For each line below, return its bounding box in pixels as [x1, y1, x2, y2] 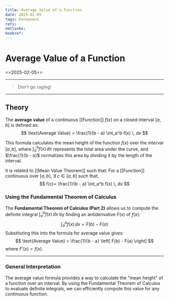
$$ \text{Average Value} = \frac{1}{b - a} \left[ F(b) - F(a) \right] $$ [15, 238, 154, 244]
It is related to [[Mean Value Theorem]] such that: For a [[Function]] [5, 168, 145, 174]
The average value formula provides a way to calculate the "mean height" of [5, 275, 163, 281]
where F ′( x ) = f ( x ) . [5, 246, 44, 252]
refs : [5, 21, 17, 27]
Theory [5, 103, 29, 112]
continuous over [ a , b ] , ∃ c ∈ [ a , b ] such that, [5, 173, 99, 179]
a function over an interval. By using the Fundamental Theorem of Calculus [5, 280, 160, 286]
